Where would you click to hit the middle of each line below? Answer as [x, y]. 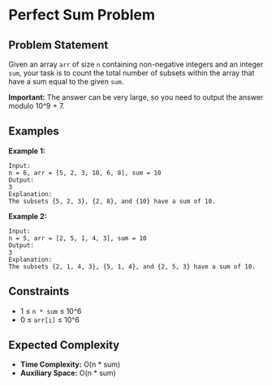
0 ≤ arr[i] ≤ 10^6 [50, 320]
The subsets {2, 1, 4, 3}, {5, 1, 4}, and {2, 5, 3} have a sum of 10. [132, 266]
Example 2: [28, 216]
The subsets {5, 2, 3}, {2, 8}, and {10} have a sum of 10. [112, 201]
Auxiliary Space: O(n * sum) [68, 373]
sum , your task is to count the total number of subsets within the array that [132, 73]
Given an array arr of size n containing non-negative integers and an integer [136, 64]
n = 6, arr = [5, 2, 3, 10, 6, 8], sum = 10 [85, 173]
